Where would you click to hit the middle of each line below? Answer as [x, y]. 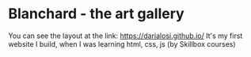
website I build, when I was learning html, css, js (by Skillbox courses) [122, 44]
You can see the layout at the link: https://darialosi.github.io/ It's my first [125, 36]
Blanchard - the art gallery [96, 14]
